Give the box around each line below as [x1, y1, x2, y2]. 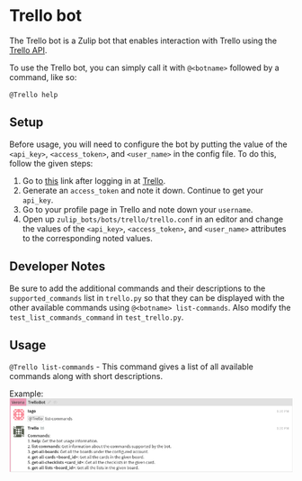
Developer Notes [9, 259, 106, 275]
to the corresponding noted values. [22, 232, 153, 243]
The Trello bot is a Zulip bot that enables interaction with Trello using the [9, 35, 277, 46]
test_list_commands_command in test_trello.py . [9, 312, 184, 322]
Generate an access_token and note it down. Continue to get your [22, 185, 263, 195]
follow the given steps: [9, 158, 93, 168]
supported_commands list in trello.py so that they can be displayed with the [9, 292, 285, 303]
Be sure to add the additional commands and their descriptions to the [9, 283, 266, 294]
